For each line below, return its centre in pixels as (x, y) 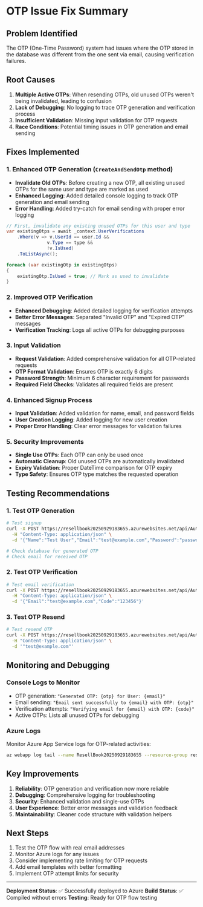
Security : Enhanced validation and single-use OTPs (79, 801)
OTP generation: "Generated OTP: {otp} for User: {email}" (90, 696)
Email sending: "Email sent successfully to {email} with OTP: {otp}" (104, 702)
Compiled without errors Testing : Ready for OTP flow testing (82, 898)
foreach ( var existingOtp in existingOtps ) (62, 265)
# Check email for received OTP (47, 556)
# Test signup (24, 523)
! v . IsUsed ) (60, 248)
